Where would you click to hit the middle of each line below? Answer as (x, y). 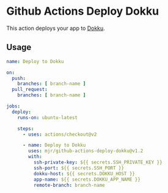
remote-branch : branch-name (69, 185)
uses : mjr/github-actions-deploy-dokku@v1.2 (86, 151)
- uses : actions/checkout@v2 (60, 134)
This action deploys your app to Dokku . (56, 28)
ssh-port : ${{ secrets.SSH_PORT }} (79, 168)
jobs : (13, 106)
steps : (26, 129)
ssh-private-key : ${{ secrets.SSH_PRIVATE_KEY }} (98, 162)
